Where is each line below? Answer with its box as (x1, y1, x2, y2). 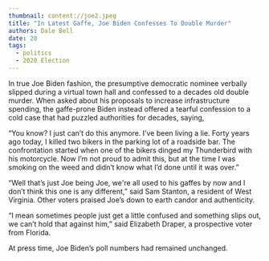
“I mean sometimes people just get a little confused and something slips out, (8, 210, 262, 220)
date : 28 (8, 34, 38, 43)
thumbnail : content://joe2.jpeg (8, 11, 116, 20)
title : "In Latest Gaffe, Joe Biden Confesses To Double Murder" (8, 19, 231, 27)
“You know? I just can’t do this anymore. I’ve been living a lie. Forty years (8, 128, 251, 137)
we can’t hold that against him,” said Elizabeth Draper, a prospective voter (8, 218, 253, 229)
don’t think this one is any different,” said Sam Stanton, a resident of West (8, 186, 252, 196)
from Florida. (8, 227, 51, 237)
